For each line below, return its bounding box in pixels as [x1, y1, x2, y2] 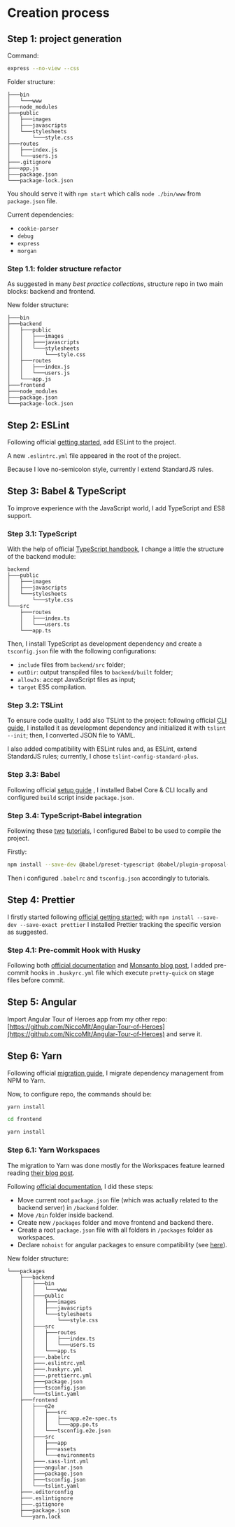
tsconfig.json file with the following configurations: [7, 647, 157, 656]
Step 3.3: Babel [7, 770, 61, 780]
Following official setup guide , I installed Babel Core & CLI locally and [7, 785, 208, 794]
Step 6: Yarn [7, 1050, 62, 1062]
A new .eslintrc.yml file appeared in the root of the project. [7, 451, 181, 460]
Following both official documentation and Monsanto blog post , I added [7, 961, 213, 969]
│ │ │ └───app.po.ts [20, 1421, 99, 1428]
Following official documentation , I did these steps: [7, 1182, 154, 1190]
